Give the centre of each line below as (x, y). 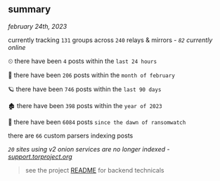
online (17, 47)
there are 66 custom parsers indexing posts (71, 135)
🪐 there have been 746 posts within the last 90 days (85, 89)
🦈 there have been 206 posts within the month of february (91, 75)
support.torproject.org (40, 156)
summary (30, 9)
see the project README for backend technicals (95, 170)
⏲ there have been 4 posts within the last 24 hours (83, 61)
